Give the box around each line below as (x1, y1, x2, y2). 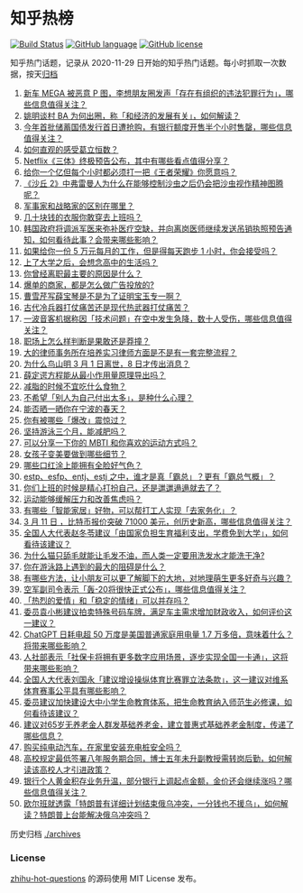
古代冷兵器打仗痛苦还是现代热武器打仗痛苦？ (23, 301, 190, 312)
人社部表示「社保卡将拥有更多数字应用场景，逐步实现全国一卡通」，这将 (23, 651, 289, 662)
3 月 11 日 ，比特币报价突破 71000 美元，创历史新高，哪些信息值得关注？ (23, 516, 292, 527)
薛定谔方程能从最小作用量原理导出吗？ (23, 369, 166, 380)
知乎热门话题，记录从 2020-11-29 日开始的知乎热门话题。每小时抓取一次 (10, 57, 279, 68)
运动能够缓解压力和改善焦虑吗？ (23, 493, 142, 504)
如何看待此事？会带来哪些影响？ (39, 234, 159, 244)
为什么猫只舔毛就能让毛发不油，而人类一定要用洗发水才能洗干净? (23, 549, 265, 560)
